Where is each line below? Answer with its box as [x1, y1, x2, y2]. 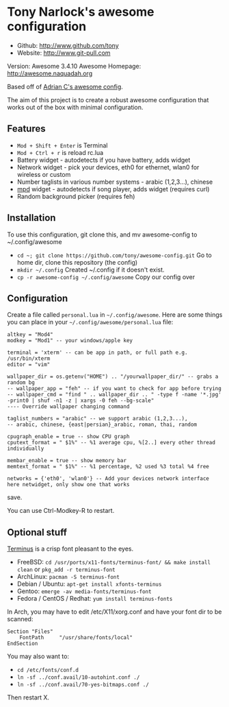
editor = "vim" [7, 361, 51, 368]
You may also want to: [7, 652, 70, 660]
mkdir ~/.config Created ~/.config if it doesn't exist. [16, 265, 165, 274]
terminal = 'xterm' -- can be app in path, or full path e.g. [7, 349, 188, 357]
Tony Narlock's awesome [7, 4, 155, 20]
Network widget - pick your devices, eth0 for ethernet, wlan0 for [16, 163, 200, 171]
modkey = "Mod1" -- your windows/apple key [7, 337, 133, 344]
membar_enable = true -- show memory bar [7, 457, 127, 464]
